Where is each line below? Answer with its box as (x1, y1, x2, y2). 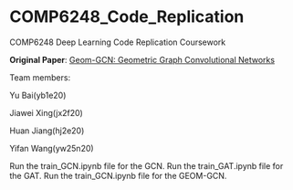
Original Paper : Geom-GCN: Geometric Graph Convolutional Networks (9, 54, 276, 65)
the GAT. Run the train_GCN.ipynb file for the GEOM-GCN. (9, 170, 227, 181)
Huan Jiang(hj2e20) (9, 125, 85, 136)
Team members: (9, 71, 71, 83)
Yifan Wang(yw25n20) (9, 142, 94, 153)
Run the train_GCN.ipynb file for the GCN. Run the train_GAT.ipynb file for (9, 160, 284, 171)
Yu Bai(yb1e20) (9, 90, 67, 100)
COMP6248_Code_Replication (9, 6, 245, 27)
